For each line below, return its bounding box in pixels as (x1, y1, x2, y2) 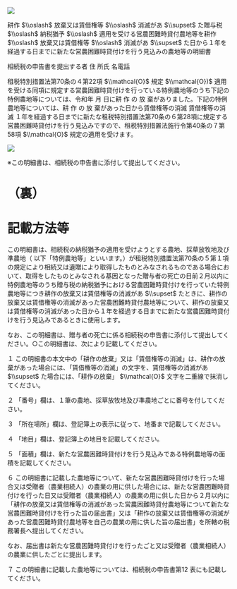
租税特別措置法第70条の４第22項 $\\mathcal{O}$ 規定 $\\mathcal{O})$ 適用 (7, 78, 227, 85)
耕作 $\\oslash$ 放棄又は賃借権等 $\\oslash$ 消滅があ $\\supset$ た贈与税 (7, 21, 223, 29)
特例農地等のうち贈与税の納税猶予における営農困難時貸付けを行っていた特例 (7, 281, 230, 289)
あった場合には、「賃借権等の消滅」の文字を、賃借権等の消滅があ (19, 363, 208, 372)
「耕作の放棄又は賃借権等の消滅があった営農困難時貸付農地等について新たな (7, 500, 230, 509)
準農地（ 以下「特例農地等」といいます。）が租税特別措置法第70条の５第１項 (7, 254, 229, 262)
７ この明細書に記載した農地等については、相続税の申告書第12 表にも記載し (7, 565, 227, 574)
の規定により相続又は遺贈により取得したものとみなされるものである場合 (7, 263, 217, 272)
